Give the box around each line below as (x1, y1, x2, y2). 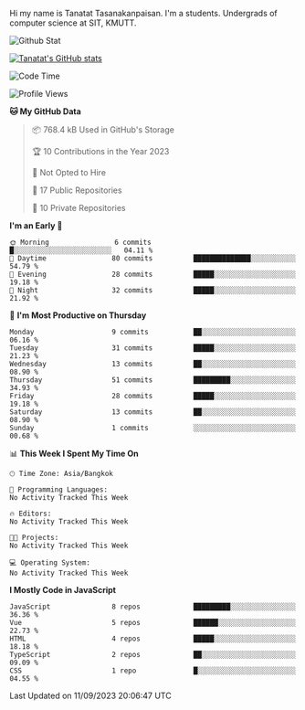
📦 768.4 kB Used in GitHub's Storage (31, 124, 175, 135)
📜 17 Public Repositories (31, 185, 122, 196)
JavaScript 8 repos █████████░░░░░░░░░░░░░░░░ (9, 602, 297, 611)
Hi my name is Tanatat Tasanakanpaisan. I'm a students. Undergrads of (9, 8, 279, 18)
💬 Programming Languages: (9, 485, 108, 494)
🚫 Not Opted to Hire (31, 167, 107, 177)
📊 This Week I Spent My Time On (9, 448, 139, 459)
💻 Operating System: (9, 558, 91, 567)
